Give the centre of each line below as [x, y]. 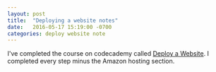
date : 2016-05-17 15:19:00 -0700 [60, 27]
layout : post [26, 14]
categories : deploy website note [56, 34]
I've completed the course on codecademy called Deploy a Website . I [108, 54]
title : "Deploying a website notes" [63, 20]
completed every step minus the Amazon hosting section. [91, 61]
